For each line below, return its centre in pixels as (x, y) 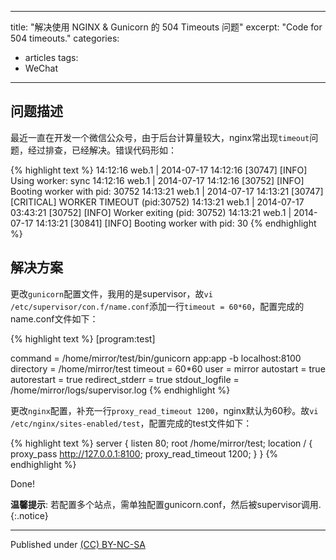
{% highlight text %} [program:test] (83, 338)
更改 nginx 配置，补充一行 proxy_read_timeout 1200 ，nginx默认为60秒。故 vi (164, 410)
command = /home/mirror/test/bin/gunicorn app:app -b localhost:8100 (156, 358)
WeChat (41, 68)
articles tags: (51, 57)
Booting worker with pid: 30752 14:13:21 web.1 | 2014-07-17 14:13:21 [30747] (167, 191)
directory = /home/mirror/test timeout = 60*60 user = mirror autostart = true (168, 368)
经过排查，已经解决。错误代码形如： (102, 150)
